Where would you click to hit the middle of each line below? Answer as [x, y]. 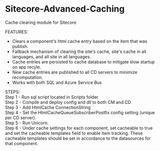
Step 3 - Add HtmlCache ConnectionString [48, 107]
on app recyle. [27, 67]
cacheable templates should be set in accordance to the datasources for [78, 138]
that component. [22, 143]
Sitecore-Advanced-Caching [65, 9]
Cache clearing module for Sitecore [41, 22]
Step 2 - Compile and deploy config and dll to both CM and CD [68, 102]
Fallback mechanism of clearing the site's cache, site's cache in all [79, 51]
